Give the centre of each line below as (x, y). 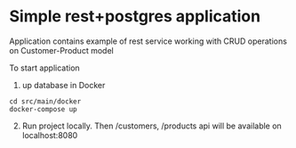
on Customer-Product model (61, 50)
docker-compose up (43, 109)
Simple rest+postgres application (135, 16)
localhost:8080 (50, 135)
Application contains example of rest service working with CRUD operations (148, 41)
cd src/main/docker (45, 101)
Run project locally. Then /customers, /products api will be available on (152, 126)
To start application (44, 68)
